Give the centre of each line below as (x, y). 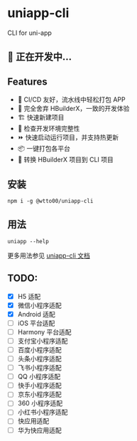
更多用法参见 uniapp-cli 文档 (49, 255)
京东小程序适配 (39, 394)
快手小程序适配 (39, 386)
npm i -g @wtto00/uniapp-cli (50, 201)
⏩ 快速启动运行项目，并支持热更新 (68, 137)
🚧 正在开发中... (40, 57)
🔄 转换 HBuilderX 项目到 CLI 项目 (65, 160)
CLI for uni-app (29, 33)
